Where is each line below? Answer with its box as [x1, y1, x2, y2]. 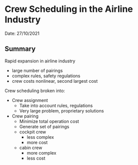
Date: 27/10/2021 [4, 30, 40, 36]
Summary [4, 45, 36, 53]
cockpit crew [19, 129, 46, 135]
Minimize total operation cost [19, 118, 79, 124]
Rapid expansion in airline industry [4, 58, 76, 64]
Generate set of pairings [19, 123, 69, 129]
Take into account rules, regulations [19, 103, 93, 109]
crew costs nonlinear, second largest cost [11, 78, 98, 84]
